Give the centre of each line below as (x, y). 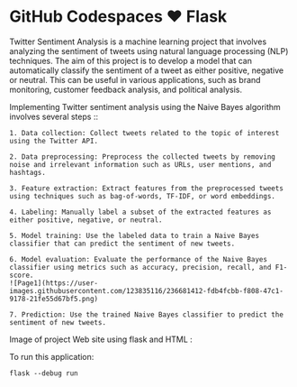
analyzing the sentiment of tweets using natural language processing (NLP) (149, 51)
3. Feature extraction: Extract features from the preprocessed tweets (146, 188)
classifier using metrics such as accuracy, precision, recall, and (140, 267)
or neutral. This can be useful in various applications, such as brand (135, 79)
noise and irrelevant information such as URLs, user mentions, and (140, 164)
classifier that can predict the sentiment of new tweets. (122, 244)
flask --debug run (44, 373)
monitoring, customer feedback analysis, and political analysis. (126, 89)
